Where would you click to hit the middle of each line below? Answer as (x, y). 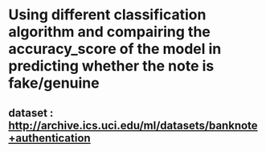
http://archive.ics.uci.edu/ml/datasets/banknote (133, 125)
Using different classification (107, 15)
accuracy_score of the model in (115, 49)
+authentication (49, 138)
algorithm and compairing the (109, 32)
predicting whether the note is (111, 66)
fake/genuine (54, 83)
